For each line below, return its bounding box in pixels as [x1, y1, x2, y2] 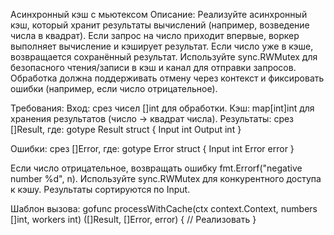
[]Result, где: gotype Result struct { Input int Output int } [10, 124, 242, 135]
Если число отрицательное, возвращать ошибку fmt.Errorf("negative [10, 162, 303, 174]
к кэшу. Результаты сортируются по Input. [10, 184, 191, 195]
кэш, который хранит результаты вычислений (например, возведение [10, 19, 310, 31]
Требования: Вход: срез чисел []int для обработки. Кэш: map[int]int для [10, 102, 315, 114]
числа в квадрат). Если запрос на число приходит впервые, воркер [10, 30, 300, 41]
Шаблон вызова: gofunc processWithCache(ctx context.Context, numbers [10, 203, 318, 214]
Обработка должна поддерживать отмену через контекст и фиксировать [10, 72, 325, 84]
